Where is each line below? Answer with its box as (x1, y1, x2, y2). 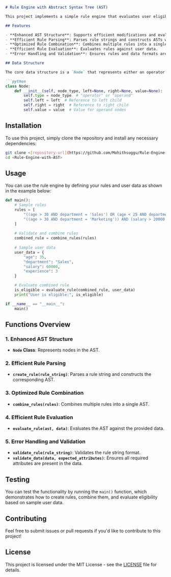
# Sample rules (14, 203, 47, 208)
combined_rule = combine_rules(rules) (14, 236, 97, 241)
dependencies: (5, 140, 37, 146)
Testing (5, 475, 30, 484)
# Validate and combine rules (14, 231, 79, 236)
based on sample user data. (5, 500, 64, 506)
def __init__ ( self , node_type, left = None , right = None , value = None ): (14, 88, 163, 94)
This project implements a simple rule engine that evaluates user (5, 14, 152, 19)
